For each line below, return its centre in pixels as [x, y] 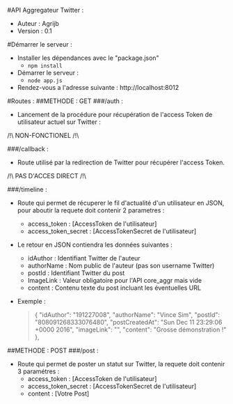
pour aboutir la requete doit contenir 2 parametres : [91, 210]
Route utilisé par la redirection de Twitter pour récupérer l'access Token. [121, 162]
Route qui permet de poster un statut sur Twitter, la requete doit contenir [121, 364]
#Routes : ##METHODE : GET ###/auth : [65, 101]
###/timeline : [27, 189]
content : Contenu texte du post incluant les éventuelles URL [114, 288]
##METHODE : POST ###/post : [53, 350]
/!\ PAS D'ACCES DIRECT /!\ [47, 176]
